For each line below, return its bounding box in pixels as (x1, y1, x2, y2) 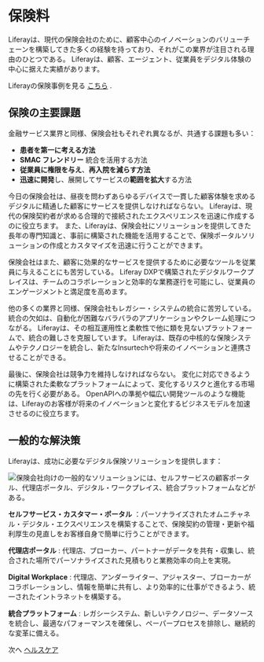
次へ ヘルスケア (8, 645, 59, 654)
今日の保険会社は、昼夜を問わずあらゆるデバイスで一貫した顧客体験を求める (8, 191, 256, 200)
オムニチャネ (209, 509, 251, 519)
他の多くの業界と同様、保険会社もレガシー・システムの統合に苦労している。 (8, 303, 256, 313)
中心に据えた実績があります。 (8, 64, 104, 73)
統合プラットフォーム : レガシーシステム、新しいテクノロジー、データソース (8, 609, 254, 618)
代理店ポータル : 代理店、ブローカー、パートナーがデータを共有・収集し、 (8, 546, 248, 555)
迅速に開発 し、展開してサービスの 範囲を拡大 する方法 (19, 175, 192, 184)
